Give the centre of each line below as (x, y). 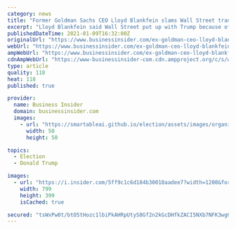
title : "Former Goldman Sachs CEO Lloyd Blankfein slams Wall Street (111, 20)
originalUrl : (26, 40)
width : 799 (36, 189)
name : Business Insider (48, 105)
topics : (19, 150)
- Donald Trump (36, 163)
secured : (20, 215)
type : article (28, 66)
